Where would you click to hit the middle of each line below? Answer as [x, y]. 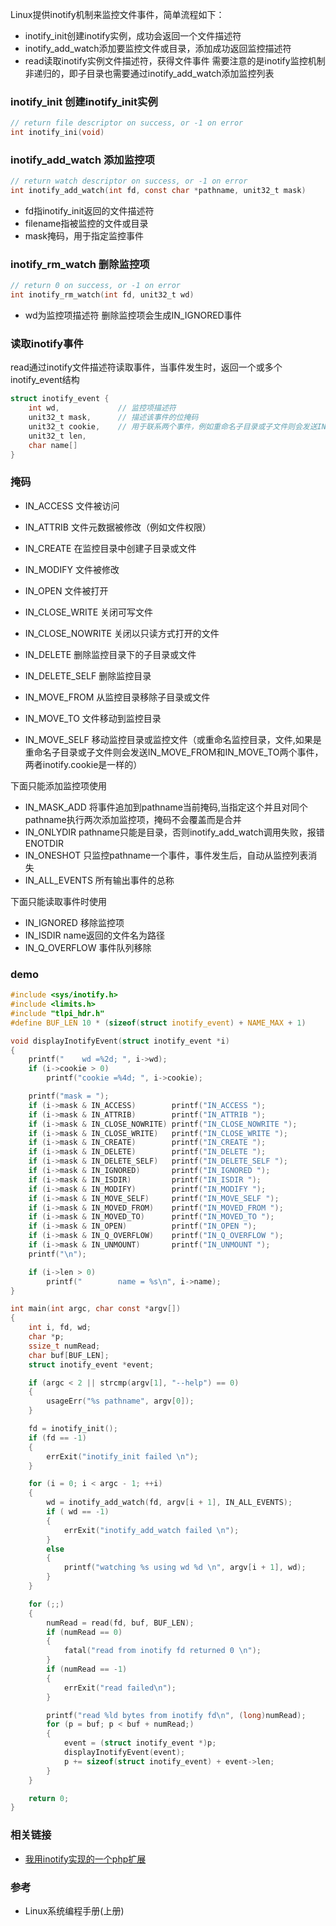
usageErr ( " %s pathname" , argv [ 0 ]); [120, 1401]
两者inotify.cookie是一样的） [83, 764]
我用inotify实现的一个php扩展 [85, 1859]
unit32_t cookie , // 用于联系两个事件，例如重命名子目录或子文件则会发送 [173, 427]
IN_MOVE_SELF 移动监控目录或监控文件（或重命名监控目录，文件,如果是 [173, 739]
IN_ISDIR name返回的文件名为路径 [95, 935]
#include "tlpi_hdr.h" [57, 1013]
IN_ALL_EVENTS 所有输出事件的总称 [99, 880]
